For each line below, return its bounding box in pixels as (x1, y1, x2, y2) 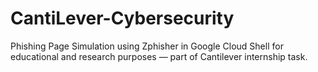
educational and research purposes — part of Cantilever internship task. (10, 50, 308, 62)
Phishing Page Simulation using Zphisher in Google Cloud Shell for (10, 40, 284, 52)
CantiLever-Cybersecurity (10, 7, 235, 30)
